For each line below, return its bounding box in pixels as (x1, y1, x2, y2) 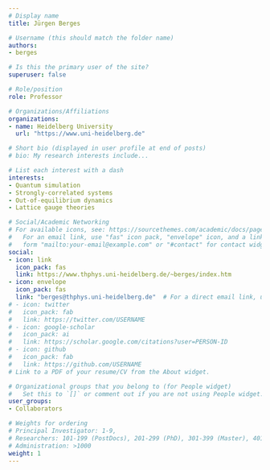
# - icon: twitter (8, 300, 70, 308)
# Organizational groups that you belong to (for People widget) (8, 382, 231, 390)
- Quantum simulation (8, 181, 81, 189)
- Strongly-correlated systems (8, 188, 113, 197)
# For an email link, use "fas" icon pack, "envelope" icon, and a (8, 233, 247, 241)
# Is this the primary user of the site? (8, 64, 149, 72)
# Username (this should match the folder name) (8, 34, 174, 42)
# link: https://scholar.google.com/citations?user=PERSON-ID (8, 338, 228, 346)
